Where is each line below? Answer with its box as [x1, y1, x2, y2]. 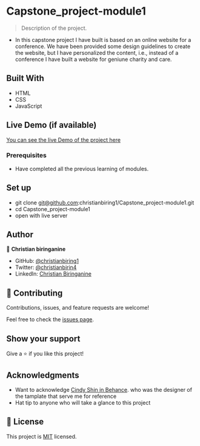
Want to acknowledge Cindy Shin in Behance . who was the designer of [15, 386, 193, 393]
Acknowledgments [6, 370, 80, 380]
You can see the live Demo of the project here [6, 136, 121, 144]
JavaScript [15, 102, 42, 110]
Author [6, 229, 33, 240]
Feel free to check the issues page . [6, 316, 94, 323]
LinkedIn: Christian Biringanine [15, 270, 92, 277]
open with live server [15, 212, 68, 219]
